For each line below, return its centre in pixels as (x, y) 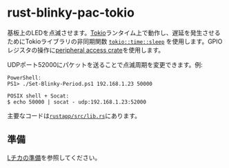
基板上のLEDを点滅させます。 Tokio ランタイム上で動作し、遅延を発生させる (114, 32)
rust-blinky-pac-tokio (71, 13)
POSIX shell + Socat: (38, 96)
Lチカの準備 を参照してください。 (54, 158)
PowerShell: (24, 77)
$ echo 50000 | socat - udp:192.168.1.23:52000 (77, 102)
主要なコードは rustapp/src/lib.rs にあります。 (74, 115)
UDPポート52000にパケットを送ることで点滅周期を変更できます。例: (105, 64)
